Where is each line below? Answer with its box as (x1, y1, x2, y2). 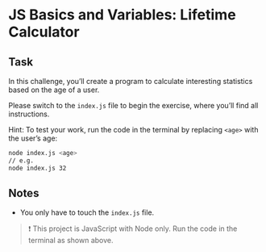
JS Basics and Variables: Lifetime (8, 6, 236, 24)
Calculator (8, 23, 80, 41)
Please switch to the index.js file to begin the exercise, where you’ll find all (8, 101, 259, 110)
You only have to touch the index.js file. (19, 208, 155, 217)
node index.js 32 (8, 164, 67, 172)
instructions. (8, 109, 50, 119)
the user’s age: (8, 133, 58, 143)
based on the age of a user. (8, 85, 100, 94)
